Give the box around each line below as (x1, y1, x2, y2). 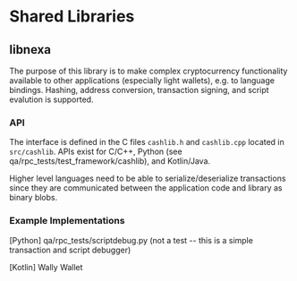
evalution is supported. (9, 94, 94, 105)
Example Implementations (9, 215, 125, 227)
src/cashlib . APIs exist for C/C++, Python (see (9, 146, 182, 158)
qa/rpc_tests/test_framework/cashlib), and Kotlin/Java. (9, 156, 211, 166)
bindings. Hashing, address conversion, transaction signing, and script (9, 85, 270, 95)
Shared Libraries (9, 6, 135, 27)
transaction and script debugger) (9, 244, 132, 255)
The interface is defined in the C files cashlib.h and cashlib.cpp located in (9, 137, 284, 148)
